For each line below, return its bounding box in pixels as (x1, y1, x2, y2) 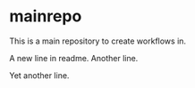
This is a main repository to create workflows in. (9, 36, 186, 46)
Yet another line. (9, 69, 70, 81)
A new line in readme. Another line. (9, 52, 139, 63)
